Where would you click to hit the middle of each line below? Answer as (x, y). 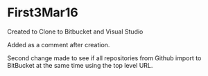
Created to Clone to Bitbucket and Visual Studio (75, 31)
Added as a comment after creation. (59, 45)
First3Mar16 (43, 13)
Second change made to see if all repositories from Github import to (104, 58)
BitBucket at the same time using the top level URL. (80, 65)
